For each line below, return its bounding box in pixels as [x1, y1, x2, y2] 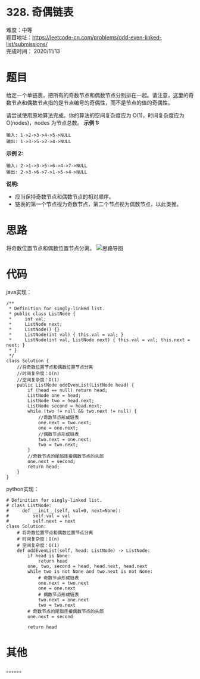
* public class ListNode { [8, 311, 76, 317]
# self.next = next [6, 518, 76, 524]
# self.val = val [6, 513, 70, 519]
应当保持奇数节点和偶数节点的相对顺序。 [14, 193, 114, 200]
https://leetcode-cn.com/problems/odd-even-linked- [32, 33, 162, 41]
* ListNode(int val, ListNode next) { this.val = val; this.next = [8, 337, 190, 343]
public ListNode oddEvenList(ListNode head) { [17, 382, 135, 388]
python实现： [6, 485, 39, 492]
